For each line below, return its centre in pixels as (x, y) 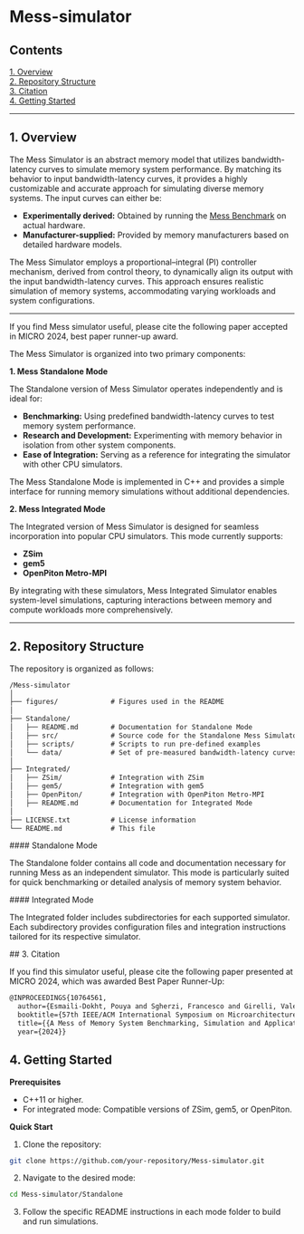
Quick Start (31, 1126)
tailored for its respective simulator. (75, 937)
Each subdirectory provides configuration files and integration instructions (148, 927)
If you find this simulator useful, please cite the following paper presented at (152, 972)
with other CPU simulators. (72, 464)
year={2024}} (42, 1032)
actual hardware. (54, 225)
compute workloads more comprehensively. (91, 610)
